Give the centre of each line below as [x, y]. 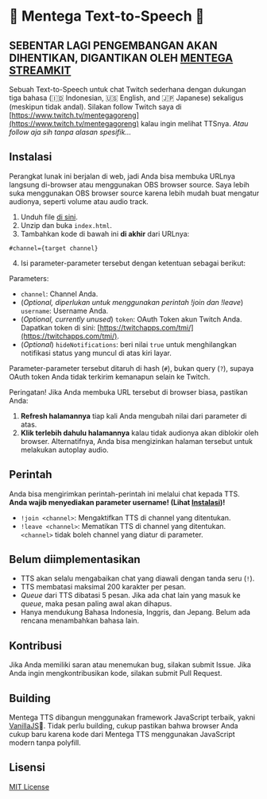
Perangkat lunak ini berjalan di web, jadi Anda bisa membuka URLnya [122, 176]
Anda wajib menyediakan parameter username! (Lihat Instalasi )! [117, 502]
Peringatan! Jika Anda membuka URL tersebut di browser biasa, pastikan [129, 392]
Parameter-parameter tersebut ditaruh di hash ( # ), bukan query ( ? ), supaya [132, 368]
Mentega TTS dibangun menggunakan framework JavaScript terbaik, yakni [132, 717]
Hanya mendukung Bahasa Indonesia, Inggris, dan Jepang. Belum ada [135, 612]
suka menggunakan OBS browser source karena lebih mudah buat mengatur [134, 193]
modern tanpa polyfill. [45, 743]
